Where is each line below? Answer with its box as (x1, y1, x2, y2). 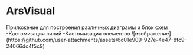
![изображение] (132, 30, 171, 37)
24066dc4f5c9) (6, 43, 45, 50)
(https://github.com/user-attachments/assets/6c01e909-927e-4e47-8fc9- (6, 36, 187, 43)
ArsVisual (6, 4, 55, 18)
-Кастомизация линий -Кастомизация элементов (6, 30, 131, 37)
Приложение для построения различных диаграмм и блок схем (6, 24, 168, 31)
